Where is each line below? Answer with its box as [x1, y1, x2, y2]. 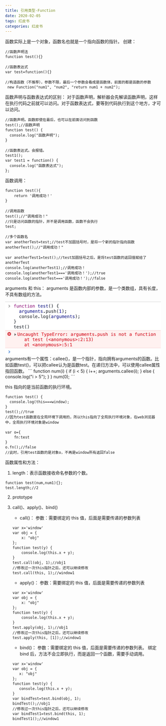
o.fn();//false [5, 444, 37, 449]
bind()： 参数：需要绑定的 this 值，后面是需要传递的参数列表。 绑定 [19, 645, 157, 651]
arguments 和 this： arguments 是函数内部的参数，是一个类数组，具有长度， [5, 286, 161, 291]
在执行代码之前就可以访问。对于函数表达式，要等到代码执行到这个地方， [5, 100, 152, 106]
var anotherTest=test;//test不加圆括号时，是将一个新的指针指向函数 [5, 240, 135, 245]
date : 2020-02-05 [5, 13, 41, 18]
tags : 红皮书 [5, 18, 30, 23]
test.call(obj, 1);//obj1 [12, 560, 66, 565]
